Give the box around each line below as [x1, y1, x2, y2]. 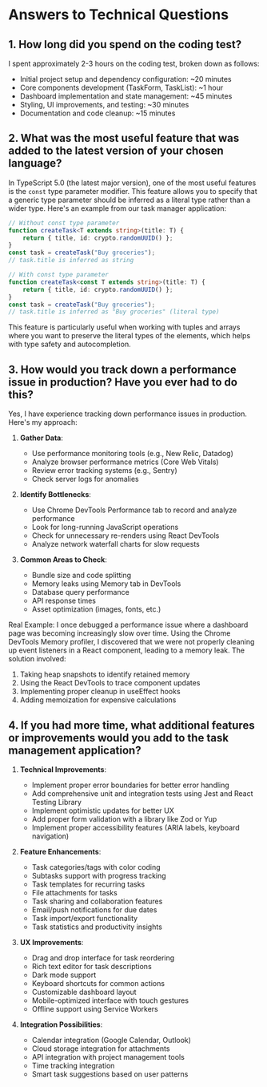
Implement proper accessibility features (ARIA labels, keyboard [31, 822, 240, 832]
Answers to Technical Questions [8, 6, 229, 24]
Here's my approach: [8, 418, 78, 427]
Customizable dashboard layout [31, 987, 137, 996]
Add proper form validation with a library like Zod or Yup [31, 814, 217, 823]
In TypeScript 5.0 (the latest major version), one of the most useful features [8, 178, 257, 188]
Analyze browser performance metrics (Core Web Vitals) [31, 457, 219, 467]
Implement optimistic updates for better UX [31, 806, 174, 815]
